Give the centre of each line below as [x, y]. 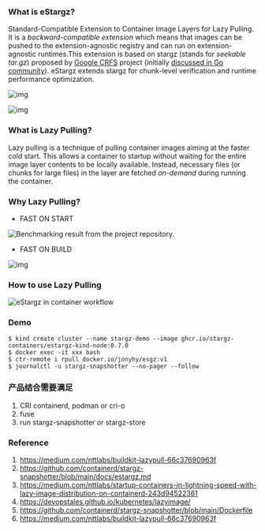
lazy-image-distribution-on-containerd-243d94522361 [109, 494]
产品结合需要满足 [41, 387]
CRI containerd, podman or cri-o [72, 406]
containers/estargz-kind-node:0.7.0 [68, 346]
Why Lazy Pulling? [45, 201]
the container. [31, 181]
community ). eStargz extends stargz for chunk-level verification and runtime [132, 71]
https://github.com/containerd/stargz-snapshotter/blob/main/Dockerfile [136, 510]
